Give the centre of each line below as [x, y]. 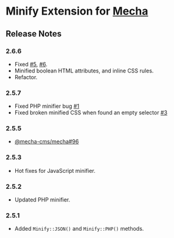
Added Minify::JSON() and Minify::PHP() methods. [79, 229]
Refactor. [26, 77]
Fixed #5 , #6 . [31, 64]
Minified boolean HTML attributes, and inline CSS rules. [84, 71]
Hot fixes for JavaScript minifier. [55, 170]
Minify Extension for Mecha [77, 11]
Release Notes [34, 34]
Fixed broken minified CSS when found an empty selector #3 [91, 113]
